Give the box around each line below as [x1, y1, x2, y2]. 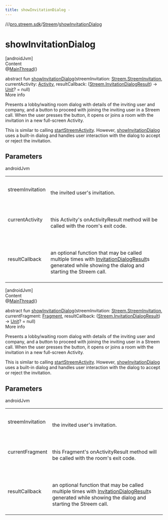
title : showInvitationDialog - [5, 7, 70, 13]
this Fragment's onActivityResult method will [52, 448, 157, 455]
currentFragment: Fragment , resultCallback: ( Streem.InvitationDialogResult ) [5, 313, 160, 319]
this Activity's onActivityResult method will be [50, 216, 158, 223]
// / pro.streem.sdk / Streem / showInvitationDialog [5, 21, 102, 27]
